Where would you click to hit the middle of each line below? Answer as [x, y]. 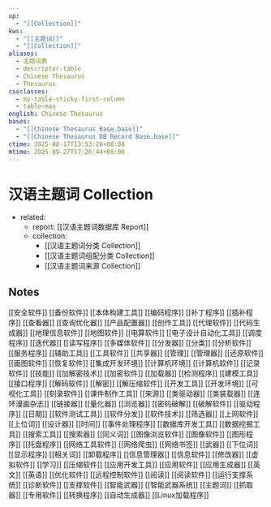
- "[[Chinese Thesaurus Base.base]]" [80, 129]
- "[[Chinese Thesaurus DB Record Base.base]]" [98, 136]
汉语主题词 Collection [81, 194]
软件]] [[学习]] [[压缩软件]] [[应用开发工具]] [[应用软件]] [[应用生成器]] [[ [134, 465]
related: [33, 217]
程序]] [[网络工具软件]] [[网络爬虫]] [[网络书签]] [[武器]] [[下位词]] [150, 445]
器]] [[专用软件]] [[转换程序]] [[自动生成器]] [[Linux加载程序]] [109, 495]
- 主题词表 [32, 62]
